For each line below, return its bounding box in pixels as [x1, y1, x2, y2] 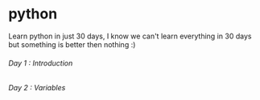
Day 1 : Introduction [8, 58, 73, 68]
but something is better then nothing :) [8, 39, 136, 49]
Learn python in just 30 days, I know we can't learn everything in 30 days [8, 31, 252, 41]
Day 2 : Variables [8, 83, 66, 93]
